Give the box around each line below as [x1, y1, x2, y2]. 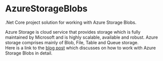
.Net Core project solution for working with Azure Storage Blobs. [5, 19, 137, 25]
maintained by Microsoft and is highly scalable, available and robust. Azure [5, 34, 158, 40]
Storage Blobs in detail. [5, 50, 53, 56]
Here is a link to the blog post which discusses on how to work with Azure [5, 45, 156, 51]
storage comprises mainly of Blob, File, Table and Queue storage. [5, 39, 139, 45]
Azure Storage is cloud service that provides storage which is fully [5, 29, 141, 35]
